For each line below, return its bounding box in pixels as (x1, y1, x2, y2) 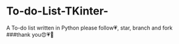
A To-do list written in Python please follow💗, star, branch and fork (6, 24, 173, 31)
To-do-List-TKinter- (6, 4, 109, 18)
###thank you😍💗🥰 (6, 31, 54, 38)
